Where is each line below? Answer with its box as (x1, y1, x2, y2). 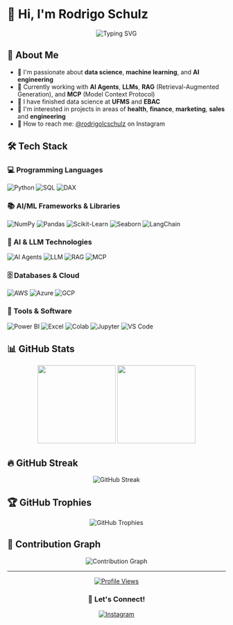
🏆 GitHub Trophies (7, 497, 92, 508)
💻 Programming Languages (7, 165, 103, 175)
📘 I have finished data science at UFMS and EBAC (17, 97, 161, 106)
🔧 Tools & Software (7, 306, 72, 316)
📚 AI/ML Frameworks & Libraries (7, 201, 121, 211)
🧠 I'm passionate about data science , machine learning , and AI (17, 67, 200, 76)
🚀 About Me (7, 49, 59, 61)
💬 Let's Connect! (87, 594, 146, 603)
